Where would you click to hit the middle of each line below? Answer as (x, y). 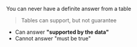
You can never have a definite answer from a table (69, 9)
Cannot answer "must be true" (53, 38)
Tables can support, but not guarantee (69, 20)
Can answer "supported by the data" (62, 32)
